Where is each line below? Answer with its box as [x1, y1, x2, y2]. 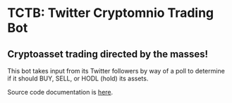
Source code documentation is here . [7, 88, 114, 96]
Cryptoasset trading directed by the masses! [7, 48, 209, 60]
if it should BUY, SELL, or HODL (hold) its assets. [7, 74, 149, 83]
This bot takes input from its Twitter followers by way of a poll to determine [7, 67, 226, 75]
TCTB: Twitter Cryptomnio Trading [7, 5, 214, 21]
